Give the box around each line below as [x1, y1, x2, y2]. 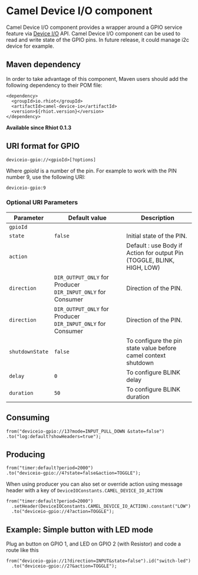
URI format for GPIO [6, 141, 80, 151]
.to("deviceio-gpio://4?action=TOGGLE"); [11, 509, 115, 515]
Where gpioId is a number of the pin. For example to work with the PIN [6, 167, 177, 174]
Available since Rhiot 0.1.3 [6, 124, 72, 131]
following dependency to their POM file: [6, 81, 103, 89]
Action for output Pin [126, 249, 184, 257]
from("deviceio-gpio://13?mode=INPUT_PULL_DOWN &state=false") [6, 428, 165, 434]
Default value [68, 214, 107, 222]
